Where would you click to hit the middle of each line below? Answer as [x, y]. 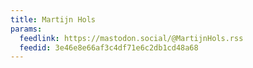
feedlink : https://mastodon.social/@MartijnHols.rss [131, 38]
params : [26, 29]
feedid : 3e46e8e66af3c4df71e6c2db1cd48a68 [109, 47]
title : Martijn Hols [53, 19]
